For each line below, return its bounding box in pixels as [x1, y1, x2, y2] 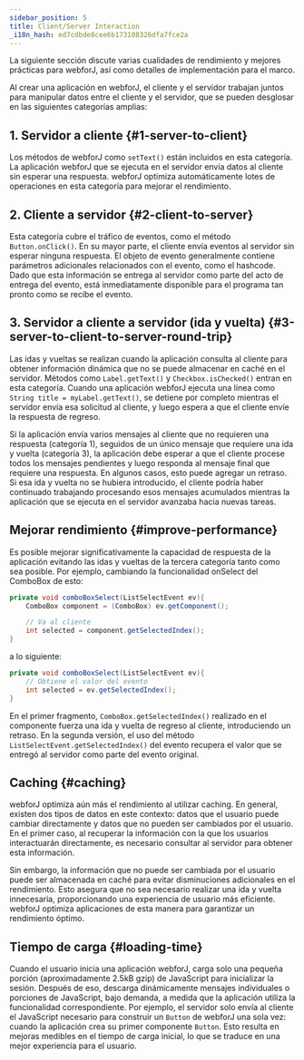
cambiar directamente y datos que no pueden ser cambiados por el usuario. [9, 818, 293, 830]
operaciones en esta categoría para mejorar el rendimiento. [9, 180, 231, 191]
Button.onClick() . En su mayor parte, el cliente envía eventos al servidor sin [9, 241, 295, 251]
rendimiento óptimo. [9, 913, 84, 924]
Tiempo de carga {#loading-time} [9, 939, 203, 955]
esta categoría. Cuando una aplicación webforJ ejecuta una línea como [9, 382, 275, 393]
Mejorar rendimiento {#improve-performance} [9, 522, 279, 538]
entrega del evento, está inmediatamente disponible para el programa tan [9, 279, 284, 290]
